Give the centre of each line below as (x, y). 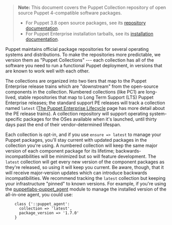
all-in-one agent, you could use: (39, 194)
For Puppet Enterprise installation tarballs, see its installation (89, 34)
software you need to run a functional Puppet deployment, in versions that (84, 65)
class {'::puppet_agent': (42, 204)
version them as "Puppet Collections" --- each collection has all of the (80, 60)
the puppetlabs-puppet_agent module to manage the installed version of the (86, 189)
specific (14, 119)
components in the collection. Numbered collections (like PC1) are (75, 92)
